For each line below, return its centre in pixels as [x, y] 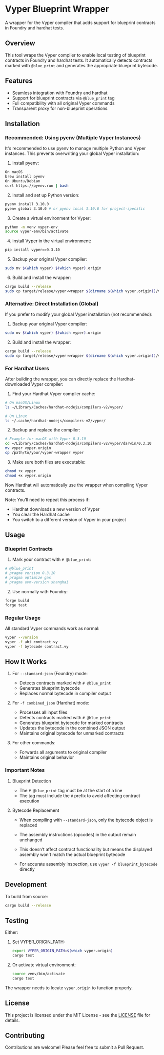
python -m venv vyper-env [31, 227]
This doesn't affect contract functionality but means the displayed [86, 849]
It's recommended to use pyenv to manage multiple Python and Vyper [75, 149]
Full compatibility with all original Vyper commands [63, 103]
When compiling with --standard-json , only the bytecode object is [86, 820]
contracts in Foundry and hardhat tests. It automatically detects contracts [79, 60]
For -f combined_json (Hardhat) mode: [51, 703]
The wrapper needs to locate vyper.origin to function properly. [69, 988]
